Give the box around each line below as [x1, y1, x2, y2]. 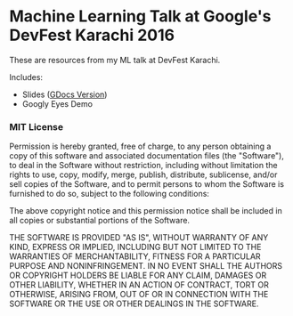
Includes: [9, 71, 43, 82]
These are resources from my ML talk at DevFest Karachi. [9, 54, 221, 65]
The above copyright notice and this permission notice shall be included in [9, 206, 282, 216]
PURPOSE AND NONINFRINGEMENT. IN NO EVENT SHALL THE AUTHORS [9, 261, 283, 271]
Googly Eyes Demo [21, 98, 94, 109]
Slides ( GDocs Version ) [21, 89, 108, 100]
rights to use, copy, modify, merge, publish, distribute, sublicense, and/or [9, 169, 278, 180]
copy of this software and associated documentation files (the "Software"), [9, 150, 285, 161]
